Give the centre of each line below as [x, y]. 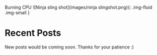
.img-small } [17, 13]
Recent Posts [33, 33]
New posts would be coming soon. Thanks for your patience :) [69, 47]
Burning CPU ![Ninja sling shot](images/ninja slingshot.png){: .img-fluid [78, 7]
